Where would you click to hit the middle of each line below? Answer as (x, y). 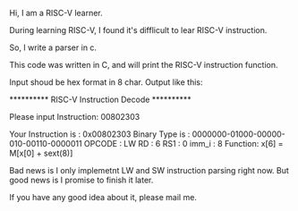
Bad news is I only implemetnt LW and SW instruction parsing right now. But (149, 170)
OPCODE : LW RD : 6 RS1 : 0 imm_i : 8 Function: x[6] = (183, 143)
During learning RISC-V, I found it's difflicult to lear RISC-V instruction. (138, 30)
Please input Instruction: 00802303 (75, 117)
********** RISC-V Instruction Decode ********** (100, 99)
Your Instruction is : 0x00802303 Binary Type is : (100, 134)
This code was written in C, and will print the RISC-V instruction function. (144, 65)
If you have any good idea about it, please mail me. (103, 197)
